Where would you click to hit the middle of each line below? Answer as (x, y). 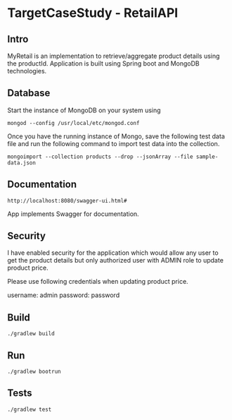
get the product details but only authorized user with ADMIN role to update (115, 260)
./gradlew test (30, 409)
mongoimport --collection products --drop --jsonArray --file (100, 157)
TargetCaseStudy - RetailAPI (93, 13)
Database (29, 93)
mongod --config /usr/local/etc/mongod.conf (73, 123)
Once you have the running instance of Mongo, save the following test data (116, 136)
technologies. (27, 71)
